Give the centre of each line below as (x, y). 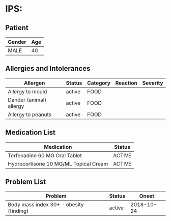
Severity (153, 83)
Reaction (126, 83)
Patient (17, 28)
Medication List (31, 133)
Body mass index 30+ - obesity (46, 205)
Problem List (26, 182)
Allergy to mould (27, 91)
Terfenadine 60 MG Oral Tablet (45, 155)
